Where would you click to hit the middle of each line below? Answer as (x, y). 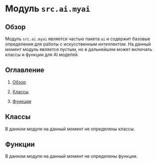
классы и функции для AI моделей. (42, 55)
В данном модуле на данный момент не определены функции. (71, 156)
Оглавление (25, 70)
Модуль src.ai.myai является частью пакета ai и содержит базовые (78, 39)
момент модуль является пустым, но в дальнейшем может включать (79, 49)
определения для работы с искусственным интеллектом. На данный (78, 44)
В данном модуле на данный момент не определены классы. (70, 129)
